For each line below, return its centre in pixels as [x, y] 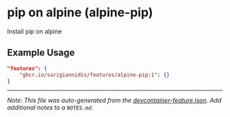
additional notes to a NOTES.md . [50, 107]
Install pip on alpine [35, 31]
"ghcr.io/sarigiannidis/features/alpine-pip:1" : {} [94, 75]
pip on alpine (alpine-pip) [80, 13]
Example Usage [41, 53]
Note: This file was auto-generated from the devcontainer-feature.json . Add [114, 101]
